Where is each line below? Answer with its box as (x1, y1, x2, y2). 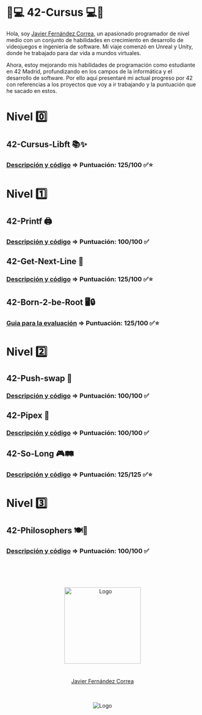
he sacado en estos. (6, 87, 57, 94)
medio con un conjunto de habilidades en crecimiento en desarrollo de (6, 36, 184, 43)
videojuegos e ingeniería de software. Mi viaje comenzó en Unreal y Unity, (6, 43, 193, 50)
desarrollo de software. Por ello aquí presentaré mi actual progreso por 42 (6, 74, 193, 81)
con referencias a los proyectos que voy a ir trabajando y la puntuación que (6, 81, 197, 88)
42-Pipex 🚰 (6, 410, 50, 421)
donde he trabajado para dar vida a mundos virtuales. (6, 49, 142, 56)
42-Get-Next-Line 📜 (6, 256, 84, 267)
